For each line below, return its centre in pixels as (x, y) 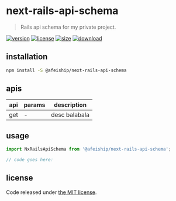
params (34, 105)
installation (27, 57)
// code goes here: (30, 160)
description (70, 105)
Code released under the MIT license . (51, 192)
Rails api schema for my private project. (68, 27)
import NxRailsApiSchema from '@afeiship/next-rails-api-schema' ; (89, 149)
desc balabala (70, 115)
